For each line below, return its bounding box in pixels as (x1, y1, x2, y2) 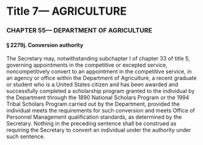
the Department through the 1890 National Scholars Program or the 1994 (6, 94, 190, 102)
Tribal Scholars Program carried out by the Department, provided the (6, 100, 180, 108)
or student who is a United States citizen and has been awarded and (6, 81, 179, 88)
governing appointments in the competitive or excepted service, (6, 61, 168, 69)
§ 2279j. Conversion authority (6, 41, 84, 48)
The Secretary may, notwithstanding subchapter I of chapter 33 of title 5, (6, 55, 191, 62)
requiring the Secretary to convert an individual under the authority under (6, 127, 191, 134)
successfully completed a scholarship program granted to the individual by (6, 87, 195, 95)
